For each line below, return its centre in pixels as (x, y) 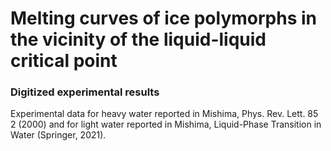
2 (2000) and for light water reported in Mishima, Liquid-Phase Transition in (166, 124)
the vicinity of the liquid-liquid (138, 39)
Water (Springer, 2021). (58, 135)
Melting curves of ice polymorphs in (163, 18)
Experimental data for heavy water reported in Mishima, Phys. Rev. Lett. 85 (164, 114)
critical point (64, 61)
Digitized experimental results (85, 92)
